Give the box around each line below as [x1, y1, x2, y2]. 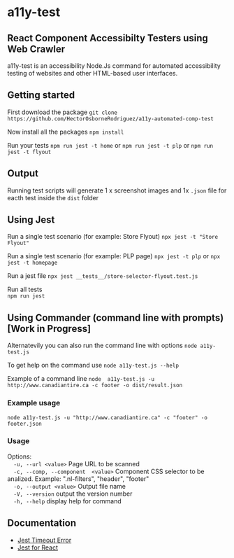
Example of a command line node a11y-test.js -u [7, 375, 155, 383]
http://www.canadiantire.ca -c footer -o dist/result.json [7, 382, 183, 389]
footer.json [7, 420, 42, 427]
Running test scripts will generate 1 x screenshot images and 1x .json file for [7, 186, 227, 195]
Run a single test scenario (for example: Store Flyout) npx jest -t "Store [7, 232, 219, 241]
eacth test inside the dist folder [7, 193, 99, 202]
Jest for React [17, 543, 58, 552]
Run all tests [7, 285, 43, 294]
